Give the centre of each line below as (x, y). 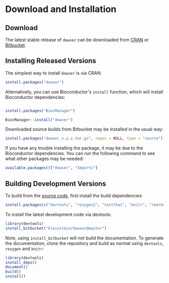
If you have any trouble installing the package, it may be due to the (74, 148)
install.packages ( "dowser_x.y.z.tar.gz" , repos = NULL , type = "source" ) (84, 138)
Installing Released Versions (51, 61)
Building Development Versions (56, 183)
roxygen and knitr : (25, 248)
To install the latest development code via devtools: (58, 214)
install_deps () (21, 262)
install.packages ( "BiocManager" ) (40, 111)
